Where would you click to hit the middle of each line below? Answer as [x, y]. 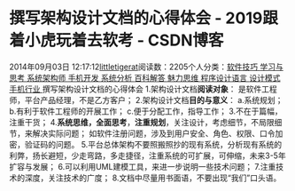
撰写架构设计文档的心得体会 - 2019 [136, 18]
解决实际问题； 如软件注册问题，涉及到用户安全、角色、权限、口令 [154, 133]
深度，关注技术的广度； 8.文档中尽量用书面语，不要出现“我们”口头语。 [153, 178]
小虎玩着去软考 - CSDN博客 [124, 40]
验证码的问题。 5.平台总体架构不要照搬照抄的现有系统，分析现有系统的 [153, 144]
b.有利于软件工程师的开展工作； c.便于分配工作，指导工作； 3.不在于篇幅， [146, 111]
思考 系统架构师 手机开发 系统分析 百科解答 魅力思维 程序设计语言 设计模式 [145, 77]
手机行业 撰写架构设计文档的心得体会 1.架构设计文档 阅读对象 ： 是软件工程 [143, 89]
